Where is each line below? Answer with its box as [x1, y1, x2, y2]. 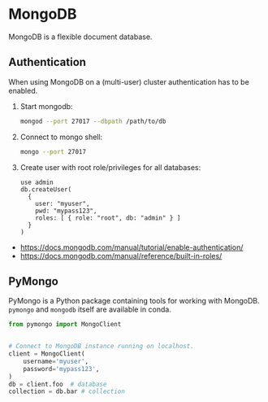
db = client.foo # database [8, 380, 107, 388]
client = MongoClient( [8, 350, 85, 358]
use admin [19, 178, 54, 186]
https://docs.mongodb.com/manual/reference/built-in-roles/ [19, 251, 223, 260]
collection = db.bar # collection [8, 387, 126, 395]
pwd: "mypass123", [35, 207, 97, 215]
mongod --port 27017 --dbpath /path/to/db [19, 117, 166, 125]
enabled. [8, 85, 38, 95]
